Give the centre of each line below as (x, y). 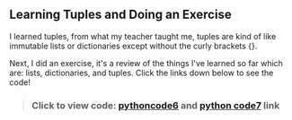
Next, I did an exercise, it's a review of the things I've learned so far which (146, 63)
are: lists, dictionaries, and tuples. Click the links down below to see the (142, 73)
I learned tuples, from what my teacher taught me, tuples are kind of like (143, 36)
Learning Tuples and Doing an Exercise (120, 15)
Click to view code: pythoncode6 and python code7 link (155, 105)
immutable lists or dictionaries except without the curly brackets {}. (133, 46)
